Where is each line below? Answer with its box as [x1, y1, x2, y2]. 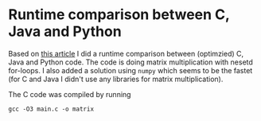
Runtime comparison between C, [8, 6, 230, 24]
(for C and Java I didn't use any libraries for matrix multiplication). [8, 74, 224, 84]
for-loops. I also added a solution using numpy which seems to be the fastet [8, 65, 253, 75]
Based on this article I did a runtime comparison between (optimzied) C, [8, 49, 244, 58]
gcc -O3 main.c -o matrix [8, 105, 94, 113]
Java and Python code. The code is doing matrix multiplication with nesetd [8, 57, 253, 67]
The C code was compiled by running [8, 89, 131, 99]
